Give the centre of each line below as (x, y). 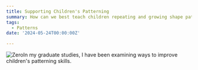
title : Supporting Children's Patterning (58, 11)
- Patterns (25, 28)
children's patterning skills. (39, 61)
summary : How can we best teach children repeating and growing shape (95, 17)
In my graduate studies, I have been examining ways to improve (100, 55)
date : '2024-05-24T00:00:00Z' (43, 33)
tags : (13, 22)
